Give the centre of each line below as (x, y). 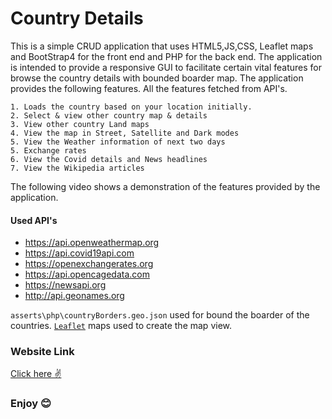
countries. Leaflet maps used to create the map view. (121, 326)
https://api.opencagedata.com (87, 274)
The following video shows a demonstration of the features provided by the (165, 186)
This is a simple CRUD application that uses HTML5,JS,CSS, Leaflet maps (162, 46)
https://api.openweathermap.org (92, 243)
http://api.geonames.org (74, 296)
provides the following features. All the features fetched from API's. (149, 88)
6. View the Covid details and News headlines (109, 159)
